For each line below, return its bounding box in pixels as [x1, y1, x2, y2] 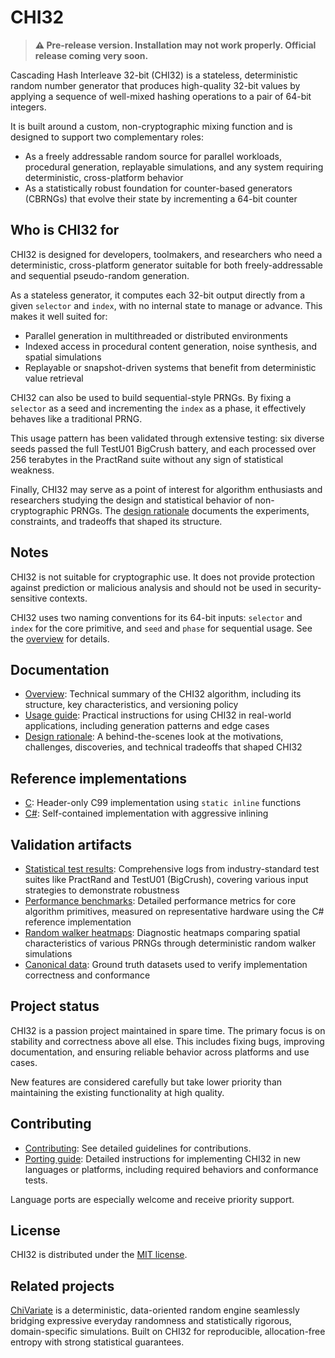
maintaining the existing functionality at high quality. [10, 1086, 225, 1098]
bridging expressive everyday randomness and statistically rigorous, [10, 1315, 292, 1327]
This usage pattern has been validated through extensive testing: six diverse [10, 432, 325, 444]
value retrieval [24, 372, 84, 384]
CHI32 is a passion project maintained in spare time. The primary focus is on [10, 1024, 326, 1036]
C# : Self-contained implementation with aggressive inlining [24, 807, 269, 820]
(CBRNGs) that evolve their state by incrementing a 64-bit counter [24, 192, 298, 205]
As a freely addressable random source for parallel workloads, [24, 150, 282, 162]
